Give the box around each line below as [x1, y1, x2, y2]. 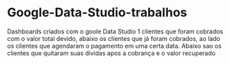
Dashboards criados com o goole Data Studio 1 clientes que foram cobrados [7, 27, 224, 35]
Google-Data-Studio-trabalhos [7, 5, 187, 20]
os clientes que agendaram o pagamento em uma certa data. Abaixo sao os [7, 42, 222, 50]
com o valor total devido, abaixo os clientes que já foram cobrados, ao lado [7, 34, 220, 42]
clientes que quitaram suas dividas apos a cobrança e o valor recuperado [7, 49, 216, 57]
